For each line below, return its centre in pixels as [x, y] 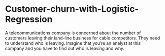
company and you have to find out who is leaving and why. [65, 48]
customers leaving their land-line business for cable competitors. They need [82, 38]
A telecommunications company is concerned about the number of [73, 33]
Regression [29, 19]
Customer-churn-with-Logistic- [72, 9]
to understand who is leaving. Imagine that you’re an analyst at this [73, 43]
